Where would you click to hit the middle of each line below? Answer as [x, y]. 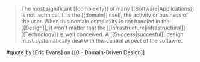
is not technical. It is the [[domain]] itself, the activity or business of [105, 15]
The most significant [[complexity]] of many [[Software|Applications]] [108, 9]
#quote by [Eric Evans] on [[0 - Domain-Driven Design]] [76, 52]
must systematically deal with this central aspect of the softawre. [102, 41]
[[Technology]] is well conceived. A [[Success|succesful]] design [102, 34]
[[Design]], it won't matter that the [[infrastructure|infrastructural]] [103, 28]
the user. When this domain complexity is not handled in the [95, 21]
